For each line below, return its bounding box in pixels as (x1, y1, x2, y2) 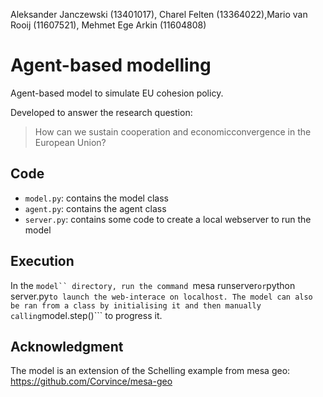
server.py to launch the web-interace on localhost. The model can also (10, 290, 313, 302)
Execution (10, 253, 75, 270)
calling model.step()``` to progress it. (10, 309, 163, 321)
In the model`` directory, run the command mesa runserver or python (10, 279, 296, 291)
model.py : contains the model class (24, 192, 169, 204)
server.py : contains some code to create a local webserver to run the (24, 213, 312, 225)
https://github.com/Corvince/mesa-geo (10, 375, 173, 388)
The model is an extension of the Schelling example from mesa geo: (10, 365, 291, 377)
